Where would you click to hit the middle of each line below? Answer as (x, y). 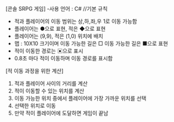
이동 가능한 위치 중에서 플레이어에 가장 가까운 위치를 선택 (80, 98)
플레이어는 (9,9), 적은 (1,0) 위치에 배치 (59, 36)
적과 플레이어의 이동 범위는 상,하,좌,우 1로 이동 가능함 (76, 21)
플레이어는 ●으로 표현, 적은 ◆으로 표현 (60, 29)
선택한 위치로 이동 (35, 106)
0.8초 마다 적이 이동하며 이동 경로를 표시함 (63, 58)
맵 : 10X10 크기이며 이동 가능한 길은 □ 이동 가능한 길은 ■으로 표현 (91, 44)
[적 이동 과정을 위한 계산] (35, 71)
